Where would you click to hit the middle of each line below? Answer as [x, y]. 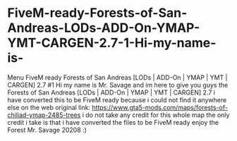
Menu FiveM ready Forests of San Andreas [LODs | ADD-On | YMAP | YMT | [117, 77]
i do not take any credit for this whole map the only [156, 115]
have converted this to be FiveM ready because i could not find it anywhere [117, 99]
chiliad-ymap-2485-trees [44, 115]
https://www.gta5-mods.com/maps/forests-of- [159, 107]
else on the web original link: [49, 107]
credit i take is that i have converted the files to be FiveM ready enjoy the [113, 122]
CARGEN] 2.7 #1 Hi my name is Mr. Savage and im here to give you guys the [118, 85]
